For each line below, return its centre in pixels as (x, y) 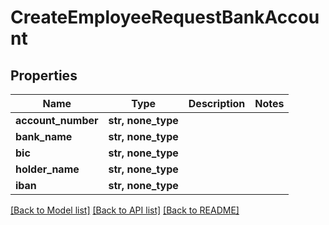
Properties (44, 75)
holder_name (47, 169)
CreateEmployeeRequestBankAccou (165, 17)
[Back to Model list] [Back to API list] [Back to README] (125, 210)
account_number (57, 120)
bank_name (44, 136)
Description (217, 103)
